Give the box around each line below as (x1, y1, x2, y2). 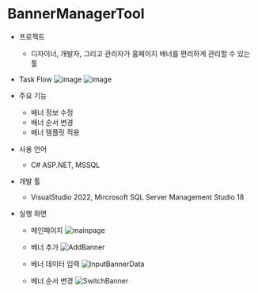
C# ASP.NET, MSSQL (30, 160, 101, 169)
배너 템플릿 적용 (30, 127, 80, 137)
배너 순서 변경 (30, 117, 74, 127)
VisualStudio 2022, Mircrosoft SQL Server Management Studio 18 (30, 192, 245, 202)
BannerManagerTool (7, 5, 145, 23)
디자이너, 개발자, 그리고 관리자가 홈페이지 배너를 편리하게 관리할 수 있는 (30, 48, 251, 58)
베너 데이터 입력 (30, 259, 80, 268)
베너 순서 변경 (30, 276, 74, 285)
